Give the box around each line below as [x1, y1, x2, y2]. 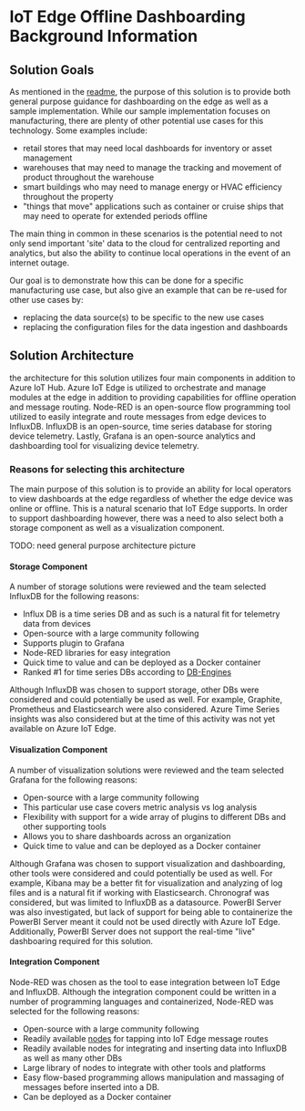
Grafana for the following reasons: [9, 774, 138, 785]
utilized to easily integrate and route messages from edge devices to [9, 410, 267, 421]
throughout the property [22, 192, 114, 202]
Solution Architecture [9, 348, 135, 364]
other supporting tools [22, 821, 107, 832]
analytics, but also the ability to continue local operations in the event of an [9, 248, 291, 258]
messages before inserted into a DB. [22, 1081, 160, 1092]
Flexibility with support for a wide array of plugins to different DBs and [22, 811, 287, 822]
